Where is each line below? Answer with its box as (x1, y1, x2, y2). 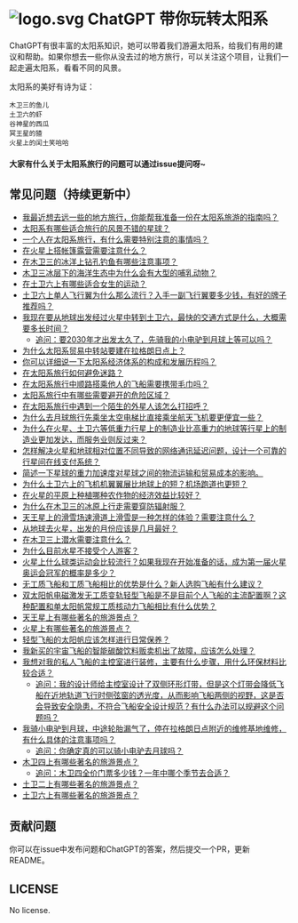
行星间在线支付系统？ (21, 456, 100, 468)
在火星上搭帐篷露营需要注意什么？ (21, 245, 147, 256)
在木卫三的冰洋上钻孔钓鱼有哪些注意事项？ (21, 256, 178, 268)
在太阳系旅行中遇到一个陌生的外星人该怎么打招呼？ (21, 401, 209, 412)
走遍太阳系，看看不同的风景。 (16, 62, 126, 73)
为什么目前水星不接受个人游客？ (21, 545, 139, 557)
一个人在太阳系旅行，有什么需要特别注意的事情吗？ (21, 234, 209, 245)
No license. (9, 904, 51, 915)
